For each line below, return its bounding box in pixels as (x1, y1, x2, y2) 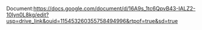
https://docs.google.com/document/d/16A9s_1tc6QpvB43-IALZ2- (33, 5, 196, 12)
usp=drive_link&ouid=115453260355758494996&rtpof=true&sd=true (6, 18, 178, 24)
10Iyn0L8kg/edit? (6, 11, 49, 18)
